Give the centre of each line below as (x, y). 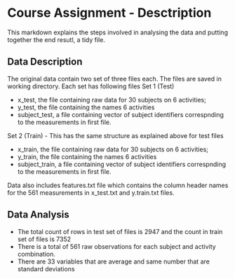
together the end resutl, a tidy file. (56, 39)
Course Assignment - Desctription (109, 13)
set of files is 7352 (44, 239)
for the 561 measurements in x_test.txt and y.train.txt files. (91, 192)
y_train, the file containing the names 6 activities (87, 156)
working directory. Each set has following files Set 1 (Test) (91, 86)
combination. (36, 254)
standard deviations (46, 268)
